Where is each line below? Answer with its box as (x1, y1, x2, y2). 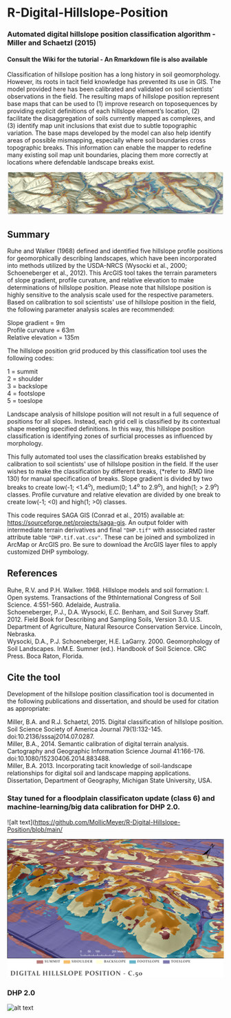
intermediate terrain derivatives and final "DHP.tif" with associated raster (7, 526, 216, 534)
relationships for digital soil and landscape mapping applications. (7, 769, 191, 778)
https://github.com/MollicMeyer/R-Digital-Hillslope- (34, 818, 181, 826)
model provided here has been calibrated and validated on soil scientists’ (7, 85, 214, 94)
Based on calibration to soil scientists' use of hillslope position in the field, (7, 298, 217, 307)
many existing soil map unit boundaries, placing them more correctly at (7, 151, 208, 159)
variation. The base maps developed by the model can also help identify (7, 129, 212, 137)
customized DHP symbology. (7, 548, 89, 556)
